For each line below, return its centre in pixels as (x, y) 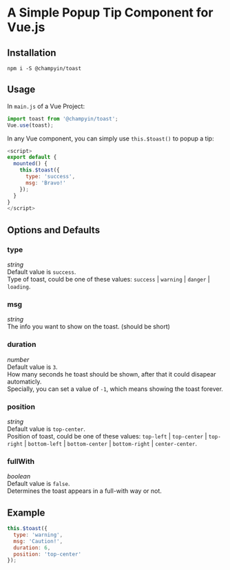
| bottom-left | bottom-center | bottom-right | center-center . (111, 443)
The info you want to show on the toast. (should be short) (89, 327)
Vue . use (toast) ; (30, 125)
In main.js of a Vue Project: (46, 106)
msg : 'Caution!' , (38, 541)
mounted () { (31, 164)
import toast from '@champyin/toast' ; (63, 118)
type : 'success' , (50, 177)
